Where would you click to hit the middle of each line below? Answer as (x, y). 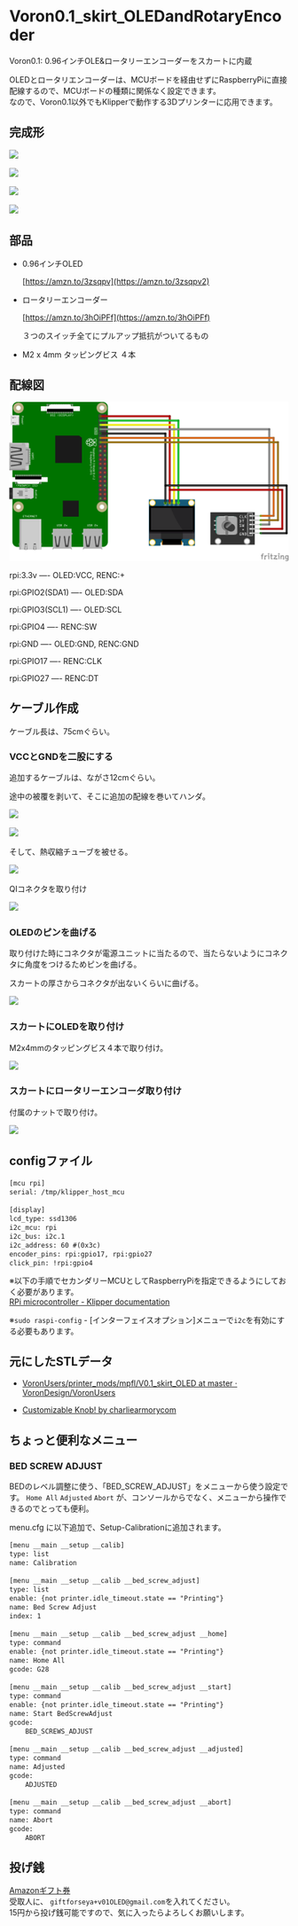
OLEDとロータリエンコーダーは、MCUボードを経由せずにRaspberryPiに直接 (149, 79)
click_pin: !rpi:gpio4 (51, 1263)
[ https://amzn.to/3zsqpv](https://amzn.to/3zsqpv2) (116, 281)
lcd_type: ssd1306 (43, 1218)
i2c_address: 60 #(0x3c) (55, 1245)
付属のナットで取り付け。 (56, 1112)
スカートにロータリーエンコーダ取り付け (95, 1091)
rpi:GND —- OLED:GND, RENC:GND (74, 644)
